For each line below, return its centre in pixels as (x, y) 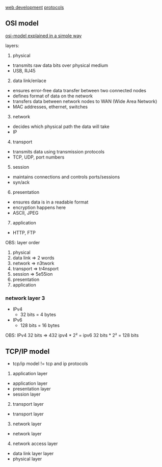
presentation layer (32, 388)
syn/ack (21, 182)
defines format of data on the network (53, 96)
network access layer (35, 444)
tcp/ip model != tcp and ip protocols (50, 364)
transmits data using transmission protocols (59, 151)
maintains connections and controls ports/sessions (66, 177)
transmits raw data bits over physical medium (60, 65)
